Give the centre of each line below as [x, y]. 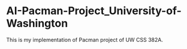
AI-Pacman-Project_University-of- [94, 11]
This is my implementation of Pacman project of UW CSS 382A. [85, 40]
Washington [37, 23]
